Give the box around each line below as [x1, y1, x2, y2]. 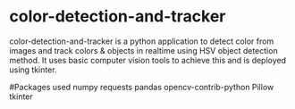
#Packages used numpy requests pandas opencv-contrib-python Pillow [9, 81, 274, 92]
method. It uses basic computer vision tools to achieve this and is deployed [9, 54, 287, 65]
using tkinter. [9, 64, 57, 75]
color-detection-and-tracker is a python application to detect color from [9, 36, 274, 46]
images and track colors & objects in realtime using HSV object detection [9, 45, 279, 55]
